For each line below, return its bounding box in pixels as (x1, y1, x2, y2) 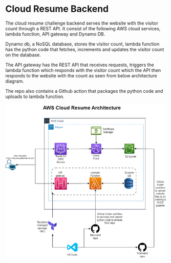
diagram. (5, 78, 24, 84)
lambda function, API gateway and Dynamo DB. (5, 31, 105, 37)
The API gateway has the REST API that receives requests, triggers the (5, 62, 155, 68)
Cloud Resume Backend (5, 3, 109, 15)
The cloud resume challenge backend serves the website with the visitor (5, 20, 159, 26)
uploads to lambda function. (5, 93, 65, 99)
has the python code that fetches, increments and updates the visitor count (5, 46, 164, 52)
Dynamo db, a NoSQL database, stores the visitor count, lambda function (5, 41, 160, 47)
